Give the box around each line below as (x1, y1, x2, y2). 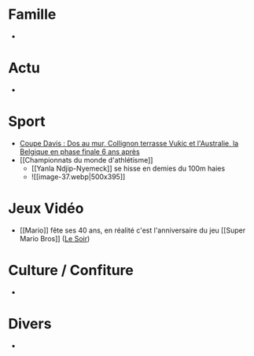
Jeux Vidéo (8, 200, 84, 217)
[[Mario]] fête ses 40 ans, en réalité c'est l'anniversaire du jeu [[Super (19, 226, 246, 235)
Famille (8, 6, 57, 24)
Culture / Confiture (8, 261, 134, 279)
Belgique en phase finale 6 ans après (19, 147, 140, 156)
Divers (8, 314, 52, 332)
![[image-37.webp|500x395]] (31, 171, 126, 182)
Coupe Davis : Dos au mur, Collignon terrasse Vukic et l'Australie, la (19, 138, 239, 148)
